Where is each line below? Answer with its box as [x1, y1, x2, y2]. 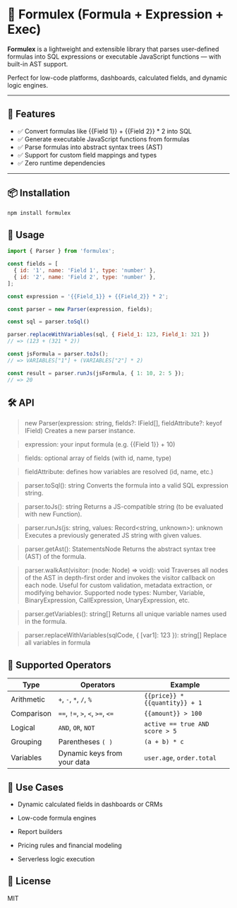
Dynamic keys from [58, 748, 123, 758]
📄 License [7, 875, 51, 888]
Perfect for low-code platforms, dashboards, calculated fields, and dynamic [7, 73, 228, 82]
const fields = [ [7, 261, 59, 268]
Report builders [17, 827, 63, 836]
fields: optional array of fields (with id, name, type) [24, 454, 171, 462]
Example [170, 680, 200, 690]
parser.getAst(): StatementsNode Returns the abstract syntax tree [24, 545, 217, 553]
